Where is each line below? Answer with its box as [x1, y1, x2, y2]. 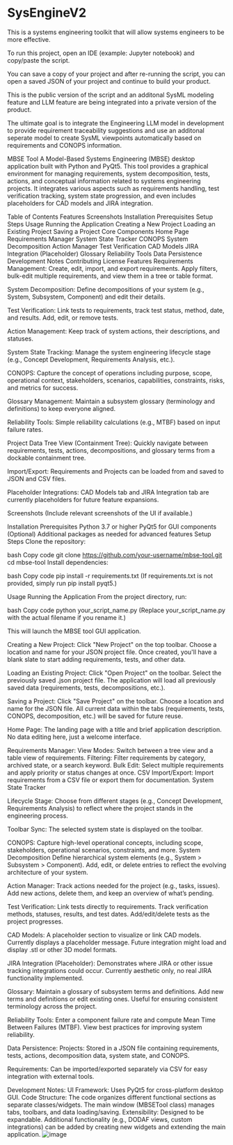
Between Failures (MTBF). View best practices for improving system [7, 1022, 202, 1031]
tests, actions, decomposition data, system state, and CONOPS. [7, 1051, 190, 1059]
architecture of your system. [7, 868, 88, 876]
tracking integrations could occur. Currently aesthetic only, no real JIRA [7, 966, 212, 974]
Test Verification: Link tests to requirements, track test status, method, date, [7, 306, 225, 314]
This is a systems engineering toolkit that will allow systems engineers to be [7, 28, 225, 36]
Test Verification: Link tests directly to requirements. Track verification [7, 902, 209, 910]
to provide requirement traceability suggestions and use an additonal [7, 126, 205, 134]
